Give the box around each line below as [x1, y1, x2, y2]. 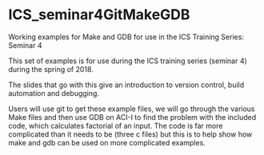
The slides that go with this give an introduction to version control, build [8, 80, 245, 89]
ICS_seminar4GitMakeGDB [8, 6, 190, 24]
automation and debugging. [8, 88, 100, 97]
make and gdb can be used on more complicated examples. [8, 137, 206, 147]
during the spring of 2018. [8, 64, 94, 74]
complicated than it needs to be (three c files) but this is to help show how [8, 129, 253, 139]
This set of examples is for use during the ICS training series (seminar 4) [8, 56, 248, 66]
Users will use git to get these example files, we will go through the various [8, 104, 255, 113]
